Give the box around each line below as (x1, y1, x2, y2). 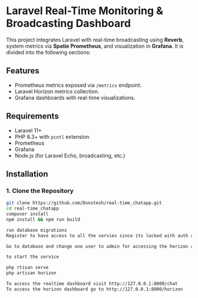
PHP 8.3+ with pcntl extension (14, 133, 90, 140)
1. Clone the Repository (6, 186, 74, 195)
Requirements (6, 111, 59, 122)
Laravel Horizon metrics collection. (14, 87, 100, 95)
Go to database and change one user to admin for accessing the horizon (6, 243, 189, 249)
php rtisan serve (6, 264, 49, 271)
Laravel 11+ (14, 127, 42, 134)
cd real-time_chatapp (6, 205, 60, 212)
